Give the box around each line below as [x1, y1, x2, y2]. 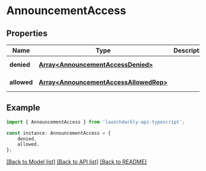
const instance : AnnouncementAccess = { [6, 130, 112, 136]
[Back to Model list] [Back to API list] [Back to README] [6, 158, 147, 165]
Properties [6, 28, 48, 39]
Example [6, 102, 40, 113]
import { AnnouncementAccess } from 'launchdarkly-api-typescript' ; [6, 119, 185, 125]
